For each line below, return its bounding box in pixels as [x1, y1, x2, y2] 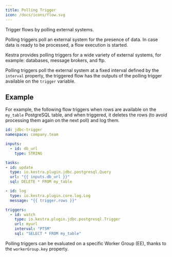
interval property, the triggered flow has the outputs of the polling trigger [5, 72, 162, 78]
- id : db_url [10, 146, 38, 151]
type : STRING [14, 151, 43, 156]
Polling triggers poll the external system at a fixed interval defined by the [5, 67, 159, 73]
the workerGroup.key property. [5, 246, 69, 252]
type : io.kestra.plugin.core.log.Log [10, 193, 91, 198]
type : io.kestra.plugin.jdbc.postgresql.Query [10, 170, 111, 175]
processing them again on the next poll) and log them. [5, 117, 120, 124]
